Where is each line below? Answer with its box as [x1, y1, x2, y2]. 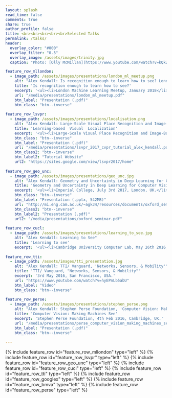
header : [5, 41, 22, 46]
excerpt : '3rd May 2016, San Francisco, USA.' [14, 273, 116, 278]
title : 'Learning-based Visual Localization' [14, 126, 118, 131]
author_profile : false [5, 27, 54, 32]
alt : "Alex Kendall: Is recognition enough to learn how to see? [14, 79, 157, 84]
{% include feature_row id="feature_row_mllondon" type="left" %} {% [5, 349, 154, 355]
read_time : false [5, 12, 42, 17]
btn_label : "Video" [14, 283, 56, 288]
